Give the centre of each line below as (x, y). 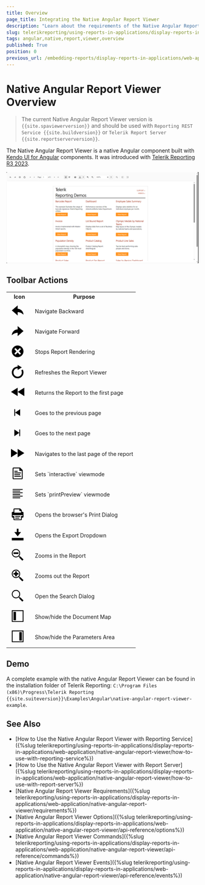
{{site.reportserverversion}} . (60, 138)
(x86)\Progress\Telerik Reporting (50, 692)
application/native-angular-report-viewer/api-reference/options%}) (100, 830)
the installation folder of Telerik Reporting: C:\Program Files (82, 685)
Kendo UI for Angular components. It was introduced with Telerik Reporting (101, 157)
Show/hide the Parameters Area (74, 637)
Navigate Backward (59, 311)
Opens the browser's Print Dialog (76, 515)
